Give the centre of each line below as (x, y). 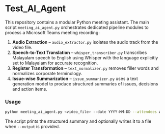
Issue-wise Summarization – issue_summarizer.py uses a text (75, 79)
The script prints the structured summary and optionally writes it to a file (78, 121)
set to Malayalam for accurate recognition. (55, 63)
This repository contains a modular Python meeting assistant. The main (77, 22)
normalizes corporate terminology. (47, 73)
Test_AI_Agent (36, 9)
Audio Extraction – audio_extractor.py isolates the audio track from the (85, 42)
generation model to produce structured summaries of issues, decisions (85, 83)
